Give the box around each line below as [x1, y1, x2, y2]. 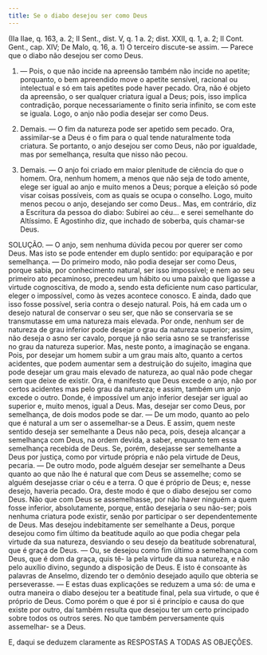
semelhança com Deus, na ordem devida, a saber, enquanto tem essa [8, 435, 238, 444]
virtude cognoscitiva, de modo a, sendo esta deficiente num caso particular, [8, 282, 259, 292]
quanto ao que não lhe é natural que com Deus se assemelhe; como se [8, 469, 241, 478]
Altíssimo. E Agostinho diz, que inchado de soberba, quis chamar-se [19, 216, 245, 225]
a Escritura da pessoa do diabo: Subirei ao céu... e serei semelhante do [19, 207, 253, 216]
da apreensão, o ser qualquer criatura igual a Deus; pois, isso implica [19, 91, 247, 101]
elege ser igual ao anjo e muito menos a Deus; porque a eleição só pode [19, 181, 257, 192]
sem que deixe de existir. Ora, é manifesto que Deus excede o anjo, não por [8, 375, 257, 385]
